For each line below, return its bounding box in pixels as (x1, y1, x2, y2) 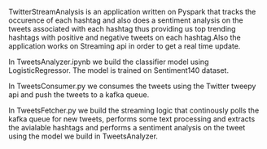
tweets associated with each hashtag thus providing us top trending (8, 24, 236, 33)
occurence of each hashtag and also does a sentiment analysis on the (8, 15, 243, 25)
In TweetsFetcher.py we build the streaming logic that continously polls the (8, 105, 260, 115)
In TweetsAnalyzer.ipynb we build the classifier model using (8, 57, 209, 66)
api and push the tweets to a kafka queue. (8, 90, 150, 100)
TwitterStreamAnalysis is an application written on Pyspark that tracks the (8, 7, 256, 16)
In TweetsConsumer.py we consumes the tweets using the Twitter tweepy (8, 81, 256, 91)
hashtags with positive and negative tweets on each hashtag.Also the (8, 32, 242, 42)
